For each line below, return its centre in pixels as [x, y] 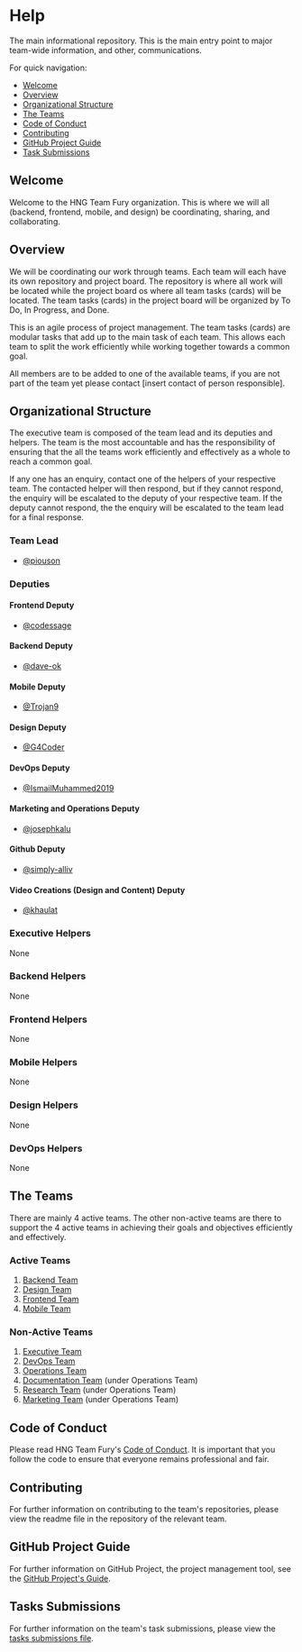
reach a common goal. [51, 461]
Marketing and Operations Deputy [74, 808]
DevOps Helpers [46, 1148]
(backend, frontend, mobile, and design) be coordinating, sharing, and [140, 212]
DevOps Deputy [40, 768]
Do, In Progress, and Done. [59, 310]
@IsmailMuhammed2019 [68, 788]
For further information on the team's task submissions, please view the [143, 1629]
